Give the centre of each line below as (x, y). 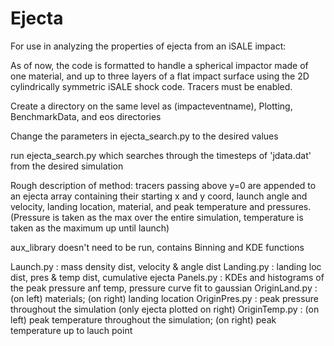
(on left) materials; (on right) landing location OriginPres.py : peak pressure (165, 298)
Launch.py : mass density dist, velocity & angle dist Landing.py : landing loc (166, 266)
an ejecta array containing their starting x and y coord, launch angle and (159, 196)
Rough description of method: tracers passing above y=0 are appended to (163, 185)
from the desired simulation (67, 166)
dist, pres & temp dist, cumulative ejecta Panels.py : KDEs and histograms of (167, 277)
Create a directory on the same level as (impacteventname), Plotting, (151, 106)
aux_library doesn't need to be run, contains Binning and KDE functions (157, 247)
